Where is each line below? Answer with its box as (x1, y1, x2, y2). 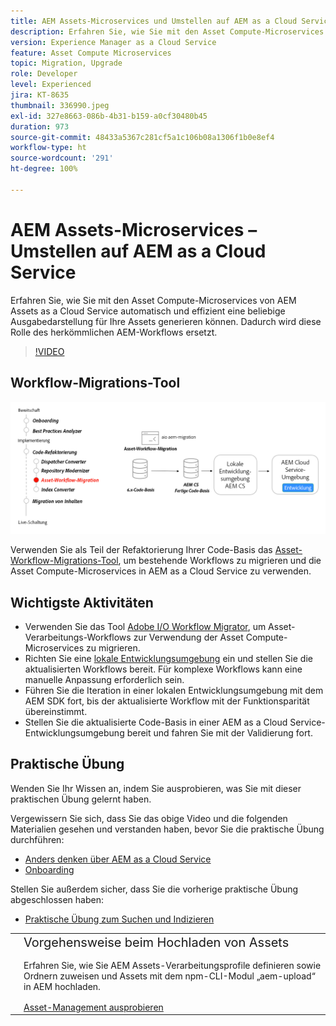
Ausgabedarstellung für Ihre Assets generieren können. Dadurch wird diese (10, 315, 322, 327)
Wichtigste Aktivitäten (10, 594, 154, 611)
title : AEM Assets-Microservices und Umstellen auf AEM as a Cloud (10, 16, 298, 26)
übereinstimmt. (24, 705, 88, 717)
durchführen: (10, 833, 65, 845)
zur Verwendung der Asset (133, 631, 244, 643)
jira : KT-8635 (10, 90, 70, 100)
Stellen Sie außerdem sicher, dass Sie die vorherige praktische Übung (10, 883, 299, 895)
